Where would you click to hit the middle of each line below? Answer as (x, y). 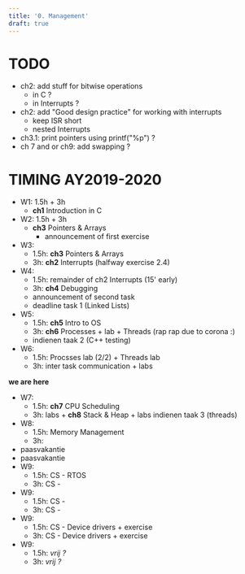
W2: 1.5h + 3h (44, 220)
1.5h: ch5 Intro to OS (67, 323)
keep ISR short (57, 121)
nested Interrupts (61, 129)
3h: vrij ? (47, 562)
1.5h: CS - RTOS (59, 476)
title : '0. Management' (49, 16)
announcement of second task (84, 297)
